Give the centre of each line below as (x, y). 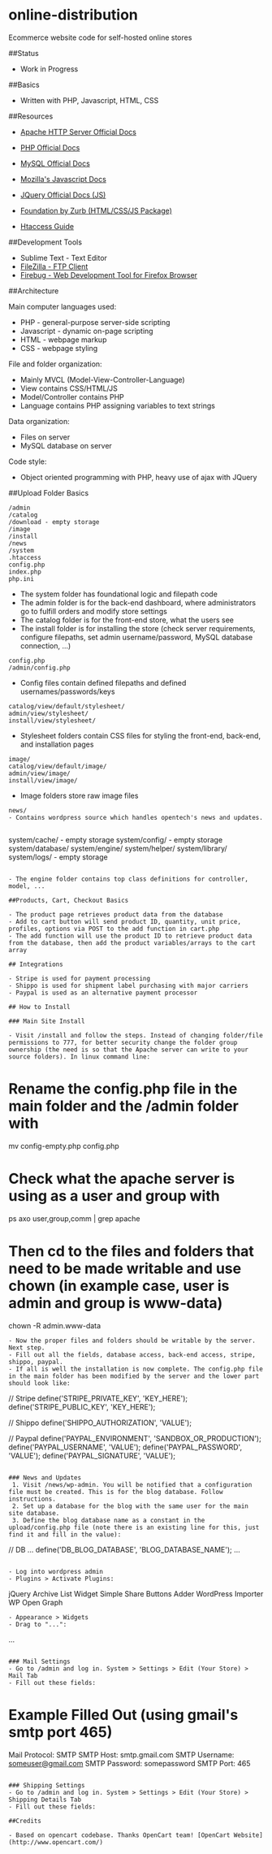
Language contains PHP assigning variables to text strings (118, 405)
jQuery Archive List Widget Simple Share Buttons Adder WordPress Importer (136, 1593)
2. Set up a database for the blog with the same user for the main (130, 1506)
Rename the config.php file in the (123, 1089)
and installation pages (57, 744)
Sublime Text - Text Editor (64, 258)
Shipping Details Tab (45, 1800)
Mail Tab (23, 1675)
